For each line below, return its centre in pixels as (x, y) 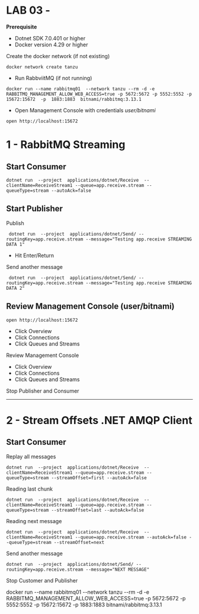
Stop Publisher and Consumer (43, 391)
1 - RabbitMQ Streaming (66, 145)
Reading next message (34, 521)
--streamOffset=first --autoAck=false (99, 478)
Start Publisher (35, 209)
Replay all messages (31, 456)
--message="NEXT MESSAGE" (118, 569)
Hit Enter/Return (34, 255)
